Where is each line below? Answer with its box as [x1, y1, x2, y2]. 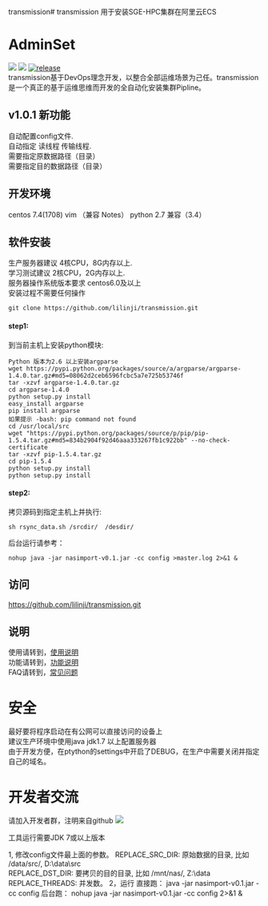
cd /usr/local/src [8, 422, 70, 431]
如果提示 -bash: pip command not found [8, 415, 137, 423]
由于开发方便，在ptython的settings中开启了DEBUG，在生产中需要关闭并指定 [8, 746, 260, 756]
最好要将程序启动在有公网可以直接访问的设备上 [8, 726, 162, 736]
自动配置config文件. [8, 131, 74, 140]
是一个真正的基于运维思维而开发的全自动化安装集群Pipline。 [8, 83, 206, 92]
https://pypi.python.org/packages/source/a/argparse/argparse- [26, 364, 242, 373]
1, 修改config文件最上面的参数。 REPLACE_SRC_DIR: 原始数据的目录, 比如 [8, 850, 250, 859]
